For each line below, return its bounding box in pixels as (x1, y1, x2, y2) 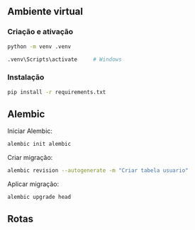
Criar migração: (7, 154, 53, 162)
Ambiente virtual (7, 6, 84, 18)
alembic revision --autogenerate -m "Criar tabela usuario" (7, 167, 189, 174)
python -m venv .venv (7, 42, 72, 50)
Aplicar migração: (7, 180, 60, 188)
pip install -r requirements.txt (7, 88, 106, 96)
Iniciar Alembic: (7, 127, 53, 135)
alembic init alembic (7, 141, 72, 148)
